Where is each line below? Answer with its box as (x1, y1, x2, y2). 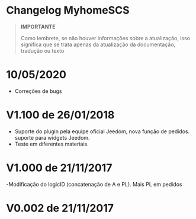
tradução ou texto (20, 47, 65, 54)
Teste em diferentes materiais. (14, 140, 89, 147)
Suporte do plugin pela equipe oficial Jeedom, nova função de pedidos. (14, 128, 190, 135)
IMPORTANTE (20, 23, 56, 30)
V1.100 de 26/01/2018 (6, 108, 115, 122)
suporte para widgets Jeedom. (14, 134, 90, 141)
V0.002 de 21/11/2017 (6, 201, 114, 215)
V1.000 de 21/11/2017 (6, 161, 113, 175)
